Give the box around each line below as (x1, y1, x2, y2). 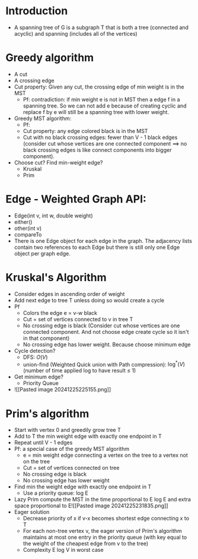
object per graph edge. (14, 250, 71, 257)
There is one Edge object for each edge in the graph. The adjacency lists (14, 237, 192, 244)
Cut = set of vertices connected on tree (23, 465, 120, 472)
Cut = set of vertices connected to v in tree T (23, 315, 133, 323)
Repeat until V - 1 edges (14, 439, 73, 446)
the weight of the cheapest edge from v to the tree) (23, 540, 149, 547)
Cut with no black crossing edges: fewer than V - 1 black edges (23, 134, 178, 141)
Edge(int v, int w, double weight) (14, 212, 93, 219)
